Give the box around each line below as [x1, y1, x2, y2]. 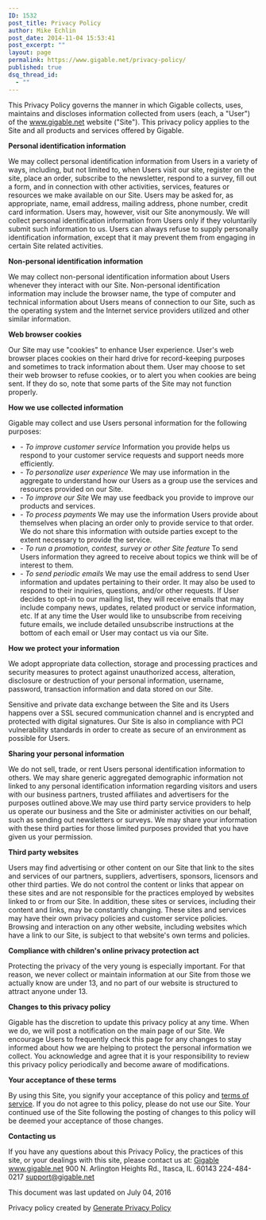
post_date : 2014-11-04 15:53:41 [8, 33, 115, 42]
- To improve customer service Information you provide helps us [19, 442, 230, 451]
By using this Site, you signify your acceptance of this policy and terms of [8, 1090, 249, 1100]
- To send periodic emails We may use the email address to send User [19, 568, 250, 578]
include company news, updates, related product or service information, [19, 602, 256, 612]
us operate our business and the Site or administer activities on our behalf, [8, 806, 252, 816]
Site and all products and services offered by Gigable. [8, 125, 184, 135]
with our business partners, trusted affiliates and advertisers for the [8, 789, 229, 799]
